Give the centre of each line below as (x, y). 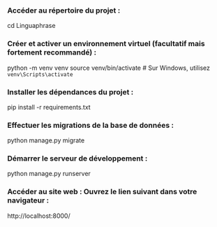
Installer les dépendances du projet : (70, 91)
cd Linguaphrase (31, 26)
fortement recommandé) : (52, 52)
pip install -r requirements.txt (49, 107)
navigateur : (28, 200)
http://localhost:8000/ (39, 216)
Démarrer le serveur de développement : (77, 159)
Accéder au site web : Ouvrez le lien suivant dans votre (102, 192)
